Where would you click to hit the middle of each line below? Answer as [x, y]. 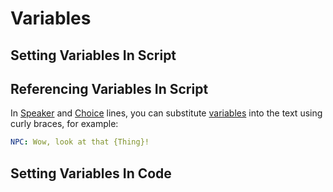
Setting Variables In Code [91, 173]
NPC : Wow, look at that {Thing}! [80, 142]
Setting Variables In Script [93, 55]
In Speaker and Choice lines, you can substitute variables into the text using [166, 113]
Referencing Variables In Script [109, 88]
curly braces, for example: [64, 124]
